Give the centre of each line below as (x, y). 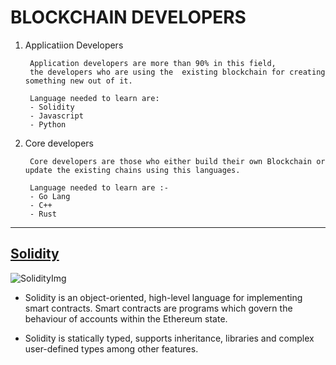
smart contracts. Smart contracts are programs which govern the (158, 308)
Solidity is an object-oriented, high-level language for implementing (163, 297)
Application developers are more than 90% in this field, (153, 63)
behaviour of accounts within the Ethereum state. (126, 318)
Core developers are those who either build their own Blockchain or (177, 161)
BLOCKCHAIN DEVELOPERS (128, 17)
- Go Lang (50, 196)
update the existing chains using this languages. (132, 170)
